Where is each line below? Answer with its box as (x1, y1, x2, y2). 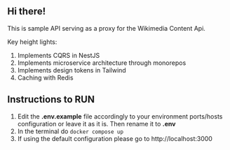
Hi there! (7, 6, 46, 17)
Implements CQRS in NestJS (17, 51, 100, 59)
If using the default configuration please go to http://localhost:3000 (17, 134, 212, 142)
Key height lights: (7, 38, 57, 46)
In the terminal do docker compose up (17, 127, 124, 135)
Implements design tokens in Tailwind (17, 66, 126, 74)
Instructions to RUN (7, 93, 95, 105)
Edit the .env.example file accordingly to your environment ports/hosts (17, 112, 223, 121)
